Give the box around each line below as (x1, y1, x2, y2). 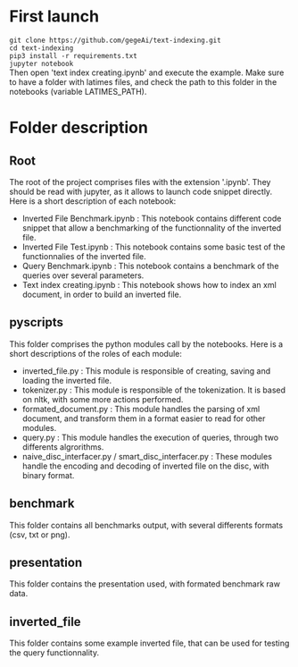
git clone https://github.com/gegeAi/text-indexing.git (9, 36, 221, 45)
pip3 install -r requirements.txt (9, 51, 138, 60)
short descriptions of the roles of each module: (9, 348, 183, 359)
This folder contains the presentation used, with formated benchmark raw (9, 578, 281, 589)
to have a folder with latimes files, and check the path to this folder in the (9, 76, 277, 87)
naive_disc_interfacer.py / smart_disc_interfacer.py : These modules (21, 451, 272, 461)
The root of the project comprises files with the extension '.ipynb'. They (9, 176, 271, 187)
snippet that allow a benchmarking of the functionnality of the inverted (21, 222, 282, 233)
